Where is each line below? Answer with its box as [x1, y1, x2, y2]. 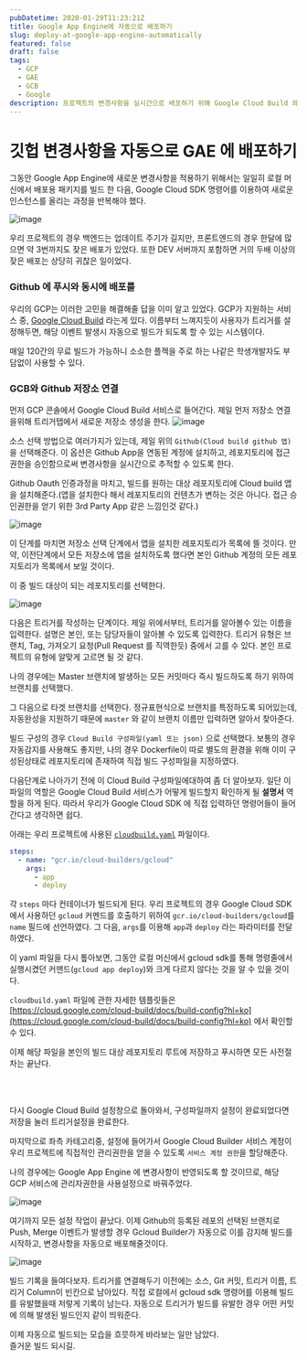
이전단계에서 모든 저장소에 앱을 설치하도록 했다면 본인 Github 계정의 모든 [21, 549, 281, 560]
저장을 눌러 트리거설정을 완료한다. [9, 1117, 130, 1128]
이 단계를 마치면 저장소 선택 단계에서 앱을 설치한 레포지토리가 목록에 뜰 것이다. [9, 537, 288, 549]
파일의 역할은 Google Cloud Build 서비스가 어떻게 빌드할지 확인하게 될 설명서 [9, 786, 285, 797]
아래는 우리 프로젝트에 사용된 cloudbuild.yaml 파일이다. [9, 829, 210, 840]
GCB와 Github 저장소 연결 [9, 381, 119, 394]
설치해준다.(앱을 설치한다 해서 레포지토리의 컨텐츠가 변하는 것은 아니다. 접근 [18, 488, 288, 499]
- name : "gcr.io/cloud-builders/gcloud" [17, 855, 174, 864]
